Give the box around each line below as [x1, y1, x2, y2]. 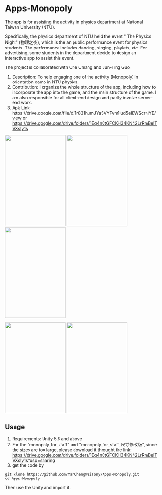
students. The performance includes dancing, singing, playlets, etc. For [5, 45, 147, 50]
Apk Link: [12, 105, 31, 111]
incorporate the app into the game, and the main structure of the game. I [12, 89, 157, 95]
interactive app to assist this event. [5, 55, 74, 61]
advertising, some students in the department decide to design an [5, 49, 136, 56]
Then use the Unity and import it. [5, 484, 71, 490]
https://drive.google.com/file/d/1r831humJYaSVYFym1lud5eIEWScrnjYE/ [12, 110, 156, 115]
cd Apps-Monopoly [5, 476, 40, 481]
